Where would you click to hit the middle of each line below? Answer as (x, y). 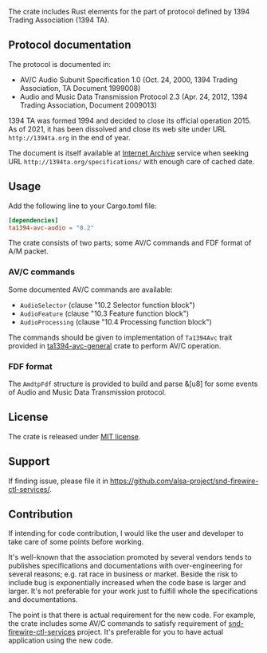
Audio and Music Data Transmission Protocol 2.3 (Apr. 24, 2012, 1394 (134, 96)
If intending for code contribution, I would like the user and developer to (126, 533)
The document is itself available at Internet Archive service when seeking (129, 153)
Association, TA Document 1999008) (80, 88)
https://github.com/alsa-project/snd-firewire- (185, 481)
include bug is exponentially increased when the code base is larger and (127, 583)
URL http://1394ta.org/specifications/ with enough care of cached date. (132, 161)
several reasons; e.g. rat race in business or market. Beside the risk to (123, 574)
